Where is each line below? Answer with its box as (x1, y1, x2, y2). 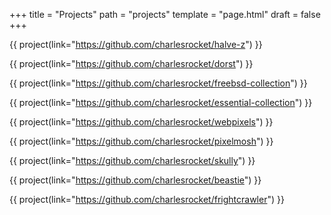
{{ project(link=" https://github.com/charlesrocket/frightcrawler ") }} (9, 194, 285, 205)
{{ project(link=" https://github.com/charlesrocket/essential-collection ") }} (9, 97, 313, 108)
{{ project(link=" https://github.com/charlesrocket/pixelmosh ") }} (9, 135, 274, 147)
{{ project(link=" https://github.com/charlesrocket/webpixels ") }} (9, 116, 274, 128)
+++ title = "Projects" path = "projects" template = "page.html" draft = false (9, 9, 321, 20)
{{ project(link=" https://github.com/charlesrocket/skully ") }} (9, 155, 256, 166)
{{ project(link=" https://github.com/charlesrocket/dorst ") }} (9, 58, 254, 69)
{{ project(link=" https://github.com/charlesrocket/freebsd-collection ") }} (9, 77, 308, 89)
